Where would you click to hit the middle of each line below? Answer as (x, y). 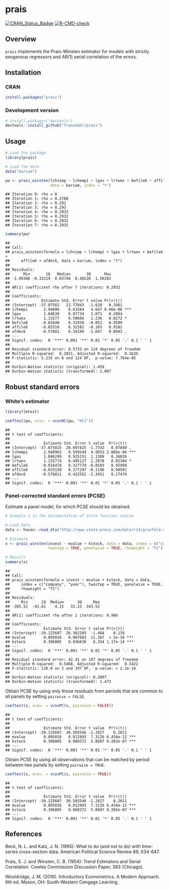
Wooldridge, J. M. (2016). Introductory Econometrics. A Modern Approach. (82, 876)
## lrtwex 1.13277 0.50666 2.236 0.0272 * (66, 318)
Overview (21, 39)
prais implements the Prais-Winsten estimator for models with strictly (77, 51)
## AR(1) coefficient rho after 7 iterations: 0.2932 (63, 287)
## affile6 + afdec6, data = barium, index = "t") (64, 261)
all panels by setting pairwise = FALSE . (45, 697)
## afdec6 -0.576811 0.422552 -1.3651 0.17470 (66, 474)
